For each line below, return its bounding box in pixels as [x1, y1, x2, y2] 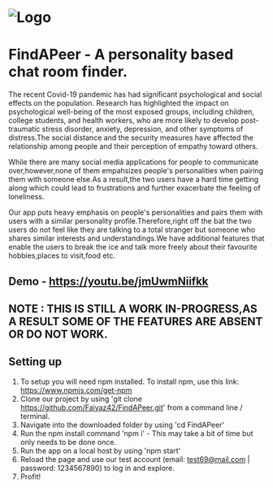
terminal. [19, 411, 50, 420]
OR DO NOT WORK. [8, 327, 108, 341]
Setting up [8, 355, 63, 369]
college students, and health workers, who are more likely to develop [8, 115, 240, 125]
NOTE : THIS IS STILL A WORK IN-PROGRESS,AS [8, 302, 258, 316]
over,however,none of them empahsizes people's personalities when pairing [8, 166, 264, 176]
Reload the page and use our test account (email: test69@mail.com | [19, 454, 250, 464]
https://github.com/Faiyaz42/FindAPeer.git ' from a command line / [19, 403, 243, 412]
